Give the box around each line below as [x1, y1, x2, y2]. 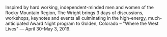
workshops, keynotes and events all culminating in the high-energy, [5, 15, 147, 21]
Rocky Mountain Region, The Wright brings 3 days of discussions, [5, 10, 144, 16]
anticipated [5, 20, 29, 26]
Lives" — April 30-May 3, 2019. [5, 26, 71, 32]
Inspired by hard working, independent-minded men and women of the [5, 5, 154, 10]
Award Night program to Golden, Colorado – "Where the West [30, 20, 159, 26]
